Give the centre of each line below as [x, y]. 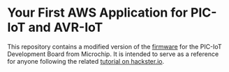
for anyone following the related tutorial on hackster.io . [86, 61]
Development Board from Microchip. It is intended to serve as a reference [113, 54]
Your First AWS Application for [98, 13]
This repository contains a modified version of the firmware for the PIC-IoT [114, 46]
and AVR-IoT [66, 27]
